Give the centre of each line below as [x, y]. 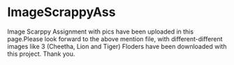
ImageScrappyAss [61, 12]
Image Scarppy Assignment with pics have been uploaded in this [101, 31]
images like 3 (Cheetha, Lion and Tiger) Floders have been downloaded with [117, 46]
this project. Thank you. [41, 54]
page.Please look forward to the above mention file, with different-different [115, 38]
